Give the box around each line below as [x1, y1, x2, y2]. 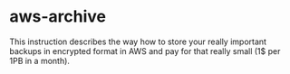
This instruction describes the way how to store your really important [9, 36, 267, 47]
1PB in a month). [9, 55, 71, 66]
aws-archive [9, 6, 107, 27]
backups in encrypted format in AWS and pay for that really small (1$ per [9, 45, 281, 56]
